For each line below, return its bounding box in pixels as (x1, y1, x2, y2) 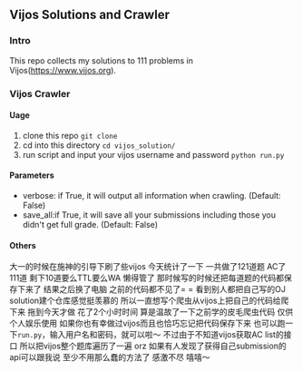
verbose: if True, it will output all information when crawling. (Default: (22, 190, 281, 201)
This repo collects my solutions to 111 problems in (9, 54, 193, 66)
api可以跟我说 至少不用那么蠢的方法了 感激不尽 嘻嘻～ (9, 352, 210, 363)
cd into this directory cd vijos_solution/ (22, 140, 176, 151)
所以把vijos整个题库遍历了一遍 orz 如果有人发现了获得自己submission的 (19, 340, 287, 352)
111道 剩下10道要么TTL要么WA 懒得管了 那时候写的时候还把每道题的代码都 (9, 272, 285, 284)
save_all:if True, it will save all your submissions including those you (22, 210, 277, 220)
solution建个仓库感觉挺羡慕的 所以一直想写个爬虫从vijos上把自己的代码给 (9, 295, 281, 307)
